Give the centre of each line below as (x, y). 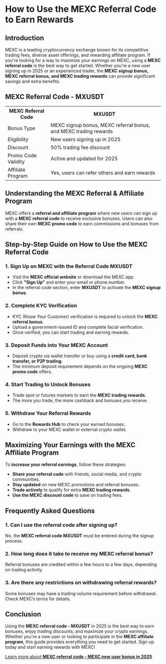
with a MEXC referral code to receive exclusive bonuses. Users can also (79, 218)
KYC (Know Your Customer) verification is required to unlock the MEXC (85, 316)
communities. (26, 479)
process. (14, 541)
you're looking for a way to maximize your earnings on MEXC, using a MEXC (83, 60)
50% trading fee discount (80, 147)
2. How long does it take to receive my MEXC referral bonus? (79, 554)
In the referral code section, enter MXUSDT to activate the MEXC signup (86, 288)
